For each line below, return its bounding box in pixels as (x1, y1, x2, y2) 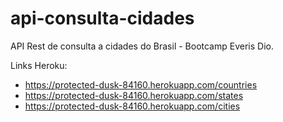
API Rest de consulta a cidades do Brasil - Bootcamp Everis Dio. (10, 40, 274, 52)
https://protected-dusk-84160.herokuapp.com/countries (24, 78, 258, 91)
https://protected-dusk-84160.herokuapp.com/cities (24, 100, 241, 112)
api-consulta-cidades (10, 7, 195, 30)
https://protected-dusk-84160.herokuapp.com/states (24, 89, 244, 101)
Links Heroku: (10, 59, 68, 71)
